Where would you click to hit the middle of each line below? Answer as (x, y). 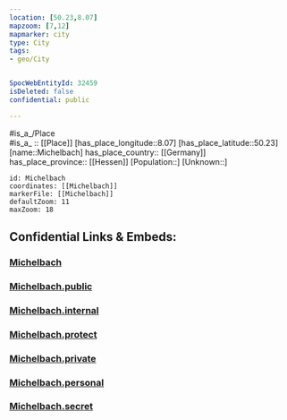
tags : (19, 51)
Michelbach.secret (51, 407)
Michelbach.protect (53, 334)
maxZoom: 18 (31, 210)
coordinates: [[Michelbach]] (63, 186)
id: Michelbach (38, 178)
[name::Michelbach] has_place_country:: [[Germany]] (108, 152)
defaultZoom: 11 (39, 201)
